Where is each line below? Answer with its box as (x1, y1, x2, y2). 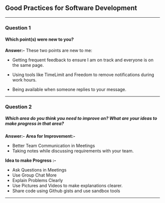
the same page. (12, 62, 44, 68)
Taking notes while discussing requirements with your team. (12, 147, 134, 154)
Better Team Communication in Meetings (12, 143, 95, 148)
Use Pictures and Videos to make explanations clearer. (12, 182, 123, 188)
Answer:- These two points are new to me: (5, 47, 92, 53)
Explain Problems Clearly (12, 177, 63, 183)
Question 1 (5, 24, 31, 31)
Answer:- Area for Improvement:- (5, 133, 76, 139)
